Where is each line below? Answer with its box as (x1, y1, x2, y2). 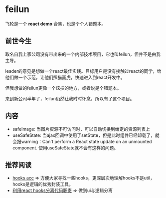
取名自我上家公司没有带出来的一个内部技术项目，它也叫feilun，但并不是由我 (5, 51, 161, 57)
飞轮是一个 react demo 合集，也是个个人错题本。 (5, 21, 106, 27)
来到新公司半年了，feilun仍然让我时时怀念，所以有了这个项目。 (5, 95, 135, 101)
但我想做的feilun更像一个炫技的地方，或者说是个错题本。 (5, 85, 122, 91)
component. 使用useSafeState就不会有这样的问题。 (12, 144, 119, 151)
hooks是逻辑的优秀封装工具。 (12, 181, 73, 187)
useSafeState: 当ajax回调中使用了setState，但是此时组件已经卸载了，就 (12, 132, 160, 138)
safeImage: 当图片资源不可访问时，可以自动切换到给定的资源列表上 (12, 126, 151, 132)
